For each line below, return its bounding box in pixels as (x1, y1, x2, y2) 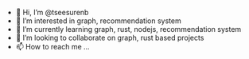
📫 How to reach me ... (15, 42, 90, 51)
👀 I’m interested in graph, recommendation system (15, 16, 181, 26)
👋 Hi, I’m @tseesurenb (15, 8, 89, 17)
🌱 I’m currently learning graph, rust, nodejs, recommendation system (15, 25, 242, 33)
